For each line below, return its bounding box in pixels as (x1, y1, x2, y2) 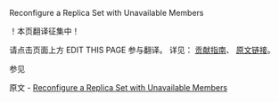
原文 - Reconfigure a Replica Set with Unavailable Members (9, 82, 228, 92)
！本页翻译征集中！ (9, 26, 80, 36)
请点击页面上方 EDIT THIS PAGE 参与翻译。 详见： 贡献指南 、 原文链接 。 (9, 44, 276, 55)
